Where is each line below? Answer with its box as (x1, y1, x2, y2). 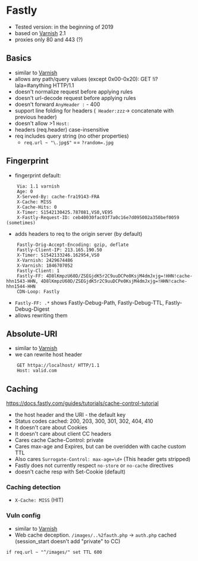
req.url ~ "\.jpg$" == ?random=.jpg (23, 138, 114, 146)
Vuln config (6, 512, 41, 520)
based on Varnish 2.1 (14, 29, 66, 36)
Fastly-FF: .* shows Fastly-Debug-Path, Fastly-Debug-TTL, (14, 299, 165, 306)
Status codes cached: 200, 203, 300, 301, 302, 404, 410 (14, 417, 153, 425)
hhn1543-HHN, (6, 278, 39, 284)
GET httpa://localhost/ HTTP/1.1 (17, 363, 100, 369)
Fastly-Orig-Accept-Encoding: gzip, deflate (17, 242, 129, 248)
